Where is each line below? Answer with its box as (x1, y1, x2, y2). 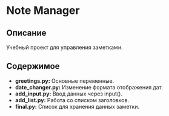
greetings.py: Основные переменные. (15, 77, 114, 85)
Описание (6, 28, 47, 38)
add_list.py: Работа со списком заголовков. (15, 96, 129, 103)
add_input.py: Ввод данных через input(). (15, 90, 123, 97)
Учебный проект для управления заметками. (6, 43, 123, 51)
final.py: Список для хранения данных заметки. (15, 103, 140, 110)
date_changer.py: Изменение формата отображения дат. (15, 83, 164, 91)
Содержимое (6, 61, 60, 71)
